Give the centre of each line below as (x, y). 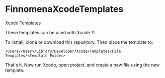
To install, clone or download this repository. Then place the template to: (79, 42)
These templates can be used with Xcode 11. (51, 32)
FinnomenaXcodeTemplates (64, 9)
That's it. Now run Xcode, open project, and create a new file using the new (82, 65)
